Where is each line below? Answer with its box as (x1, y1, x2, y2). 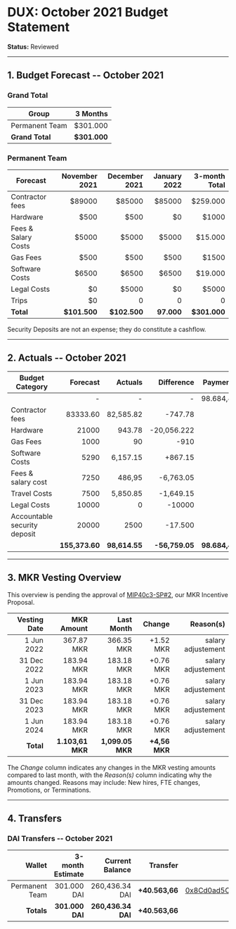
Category (15, 381, 48, 391)
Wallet (25, 861, 48, 871)
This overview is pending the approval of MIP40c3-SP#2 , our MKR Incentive (7, 590, 228, 598)
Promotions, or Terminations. (7, 786, 91, 794)
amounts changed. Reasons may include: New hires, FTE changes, (7, 778, 200, 786)
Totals (25, 906, 48, 916)
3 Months (74, 108, 108, 118)
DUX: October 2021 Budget (7, 4, 169, 20)
